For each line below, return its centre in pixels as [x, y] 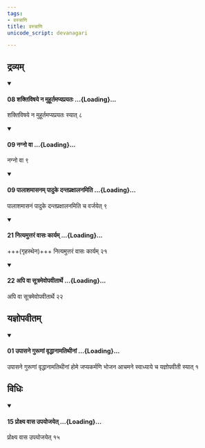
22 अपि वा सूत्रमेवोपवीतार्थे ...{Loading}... [57, 281]
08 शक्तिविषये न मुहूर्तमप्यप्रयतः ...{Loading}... [62, 99]
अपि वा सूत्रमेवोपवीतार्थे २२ [35, 297]
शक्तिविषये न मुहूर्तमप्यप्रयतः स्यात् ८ [45, 115]
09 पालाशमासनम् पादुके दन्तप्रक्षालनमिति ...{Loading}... [71, 190]
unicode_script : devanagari [48, 33]
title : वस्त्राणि [25, 26]
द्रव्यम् [16, 67]
